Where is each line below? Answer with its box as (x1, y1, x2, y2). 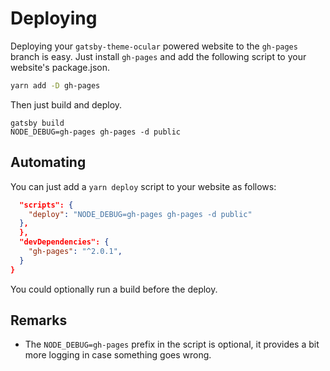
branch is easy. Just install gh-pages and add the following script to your (10, 50, 307, 62)
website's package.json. (10, 61, 111, 73)
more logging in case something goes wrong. (24, 349, 212, 361)
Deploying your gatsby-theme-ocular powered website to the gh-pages (10, 40, 298, 52)
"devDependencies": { (19, 237, 110, 247)
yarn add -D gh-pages (10, 80, 101, 91)
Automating (10, 154, 87, 171)
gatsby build (10, 118, 65, 128)
